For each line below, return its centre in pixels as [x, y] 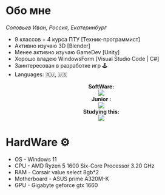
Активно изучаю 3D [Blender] [52, 46]
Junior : [101, 99]
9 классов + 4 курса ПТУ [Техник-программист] [77, 39]
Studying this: [101, 112]
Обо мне [29, 11]
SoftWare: [101, 87]
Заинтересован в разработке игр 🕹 [61, 65]
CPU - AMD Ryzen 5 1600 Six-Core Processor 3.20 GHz [85, 166]
